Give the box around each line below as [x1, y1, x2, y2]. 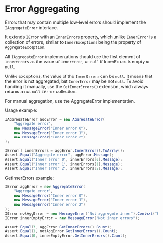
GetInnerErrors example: [5, 175, 54, 181]
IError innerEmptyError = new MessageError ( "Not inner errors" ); [5, 215, 140, 221]
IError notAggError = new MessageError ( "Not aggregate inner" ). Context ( [5, 211, 155, 216]
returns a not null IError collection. [5, 89, 77, 94]
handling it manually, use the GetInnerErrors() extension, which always [5, 83, 148, 89]
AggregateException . [5, 44, 46, 50]
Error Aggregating [5, 3, 80, 15]
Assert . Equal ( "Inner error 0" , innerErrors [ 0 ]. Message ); [5, 157, 123, 162]
